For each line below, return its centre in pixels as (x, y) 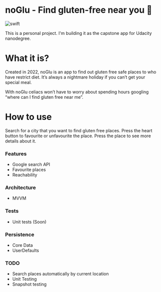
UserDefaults (26, 250)
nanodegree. (18, 38)
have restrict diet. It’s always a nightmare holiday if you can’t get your (75, 77)
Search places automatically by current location (60, 274)
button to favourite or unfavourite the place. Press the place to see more (78, 136)
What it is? (27, 58)
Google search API (31, 165)
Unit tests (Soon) (29, 222)
